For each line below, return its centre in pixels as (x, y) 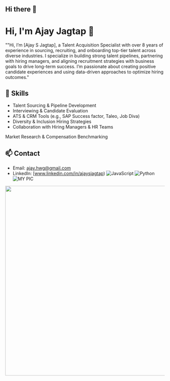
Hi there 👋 (21, 9)
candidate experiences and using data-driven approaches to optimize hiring (84, 72)
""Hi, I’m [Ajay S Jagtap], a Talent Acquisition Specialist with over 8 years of (84, 45)
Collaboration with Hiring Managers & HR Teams (63, 127)
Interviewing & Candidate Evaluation (50, 111)
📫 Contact (23, 153)
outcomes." (17, 77)
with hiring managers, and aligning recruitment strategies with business (80, 61)
